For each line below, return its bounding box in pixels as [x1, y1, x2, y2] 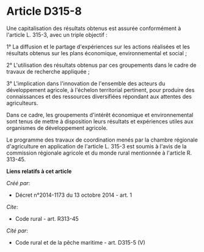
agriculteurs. [6, 99, 38, 107]
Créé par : [6, 179, 31, 186]
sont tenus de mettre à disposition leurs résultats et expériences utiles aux [6, 118, 194, 125]
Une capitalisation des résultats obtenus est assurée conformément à [6, 25, 181, 32]
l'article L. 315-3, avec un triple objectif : [6, 31, 108, 38]
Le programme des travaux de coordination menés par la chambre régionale [6, 136, 199, 143]
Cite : [6, 203, 18, 210]
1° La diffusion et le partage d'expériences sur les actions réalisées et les [6, 43, 191, 50]
